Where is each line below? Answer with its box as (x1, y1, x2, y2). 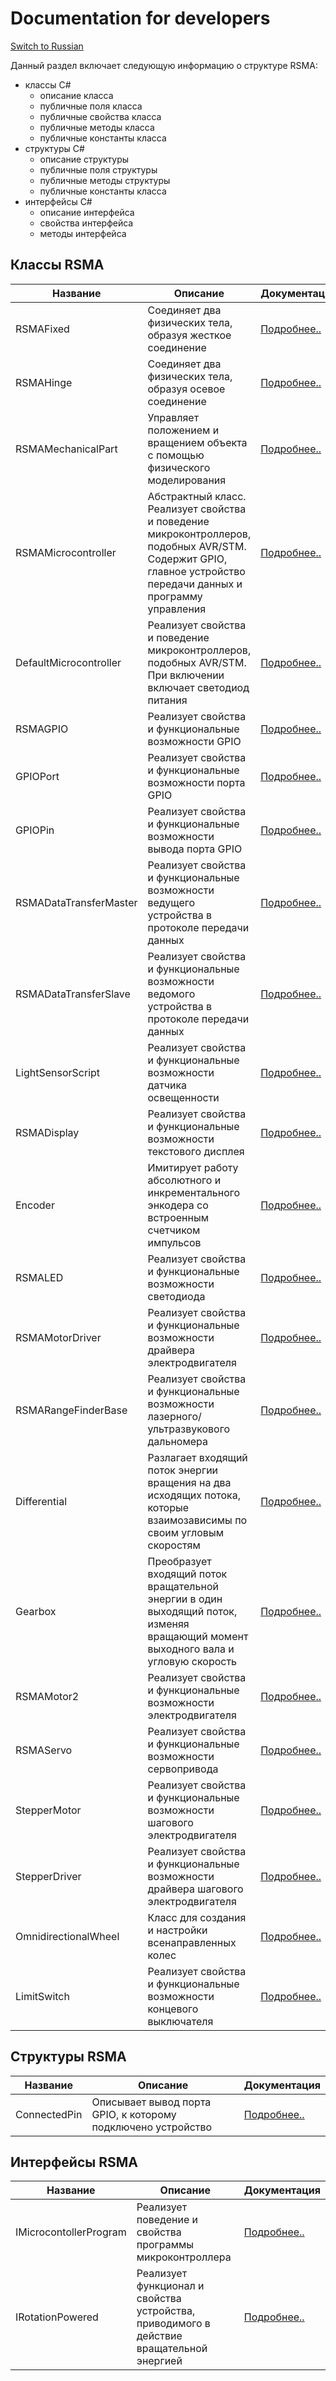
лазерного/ (147, 1409, 202, 1423)
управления (147, 602, 207, 616)
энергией (136, 2354, 183, 2368)
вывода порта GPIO (147, 842, 243, 856)
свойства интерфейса (39, 217, 134, 229)
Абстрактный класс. (147, 489, 247, 503)
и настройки (147, 1923, 208, 1937)
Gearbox (15, 1604, 57, 1618)
